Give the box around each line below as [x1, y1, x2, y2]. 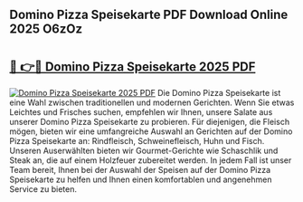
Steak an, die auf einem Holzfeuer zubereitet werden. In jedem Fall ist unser [9, 155, 292, 166]
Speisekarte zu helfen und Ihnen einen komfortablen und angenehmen [9, 174, 272, 185]
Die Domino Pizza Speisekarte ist [156, 88, 281, 98]
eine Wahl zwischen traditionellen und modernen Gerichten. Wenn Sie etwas [9, 97, 295, 108]
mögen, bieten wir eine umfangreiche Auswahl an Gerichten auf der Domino [9, 126, 293, 137]
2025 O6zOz [9, 22, 83, 37]
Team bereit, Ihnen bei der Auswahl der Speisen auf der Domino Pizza [9, 165, 271, 175]
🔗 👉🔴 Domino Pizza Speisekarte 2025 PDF [9, 59, 256, 74]
